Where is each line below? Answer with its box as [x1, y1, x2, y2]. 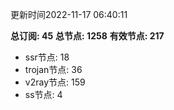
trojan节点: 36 [24, 64, 83, 75]
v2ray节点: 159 [24, 76, 86, 88]
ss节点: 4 [24, 89, 63, 100]
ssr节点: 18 [24, 51, 70, 63]
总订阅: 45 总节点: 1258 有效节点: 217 [10, 30, 165, 42]
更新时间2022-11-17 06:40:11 [10, 9, 128, 20]
